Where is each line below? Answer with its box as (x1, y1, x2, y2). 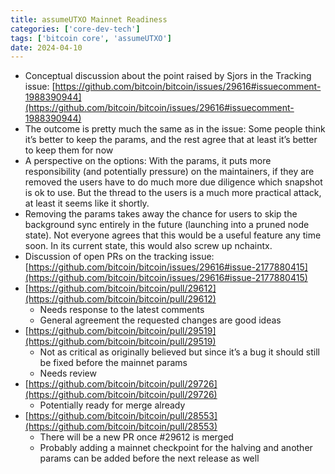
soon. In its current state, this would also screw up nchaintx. (24, 240, 273, 252)
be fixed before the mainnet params (39, 357, 188, 369)
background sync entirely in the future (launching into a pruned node (24, 219, 310, 231)
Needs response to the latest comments (39, 304, 205, 316)
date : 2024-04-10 (10, 42, 83, 53)
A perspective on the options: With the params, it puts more (24, 155, 272, 167)
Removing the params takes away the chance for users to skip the (24, 208, 298, 220)
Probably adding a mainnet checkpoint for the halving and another (39, 442, 313, 454)
